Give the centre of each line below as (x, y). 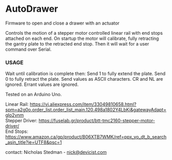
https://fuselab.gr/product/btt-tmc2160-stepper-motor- (97, 121)
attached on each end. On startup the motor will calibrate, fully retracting (82, 38)
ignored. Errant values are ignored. (42, 84)
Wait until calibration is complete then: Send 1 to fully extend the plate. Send (85, 74)
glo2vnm (15, 115)
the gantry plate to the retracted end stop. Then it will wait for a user (77, 43)
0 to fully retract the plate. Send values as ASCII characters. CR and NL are (84, 79)
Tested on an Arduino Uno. (34, 95)
